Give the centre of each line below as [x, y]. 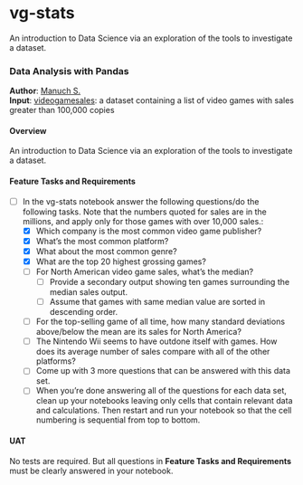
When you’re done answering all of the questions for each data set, [161, 391]
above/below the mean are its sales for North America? [139, 332]
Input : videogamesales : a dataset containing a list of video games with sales [151, 100]
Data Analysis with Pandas [69, 71]
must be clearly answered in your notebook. [91, 471]
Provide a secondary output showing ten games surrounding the [170, 282]
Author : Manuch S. [45, 91]
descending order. [84, 312]
